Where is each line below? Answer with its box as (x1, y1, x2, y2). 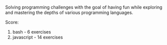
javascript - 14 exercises (12, 34, 63, 40)
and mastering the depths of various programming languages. (5, 9, 133, 15)
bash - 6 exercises (12, 29, 51, 34)
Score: (5, 19, 19, 25)
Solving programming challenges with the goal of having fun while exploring (5, 4, 162, 10)
